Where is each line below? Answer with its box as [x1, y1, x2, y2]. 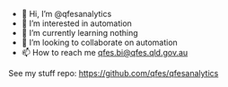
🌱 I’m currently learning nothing [21, 28, 138, 38]
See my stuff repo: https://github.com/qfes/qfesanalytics [8, 68, 219, 78]
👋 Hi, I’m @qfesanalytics [21, 9, 112, 19]
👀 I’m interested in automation [21, 18, 132, 29]
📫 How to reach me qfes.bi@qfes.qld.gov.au [21, 48, 189, 57]
